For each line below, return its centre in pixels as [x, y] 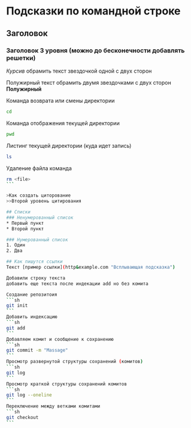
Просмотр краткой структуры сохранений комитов [67, 384]
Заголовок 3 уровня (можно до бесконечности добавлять [95, 50]
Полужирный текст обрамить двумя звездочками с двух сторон [89, 82]
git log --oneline [29, 395]
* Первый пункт [25, 223]
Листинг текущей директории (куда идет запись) [69, 145]
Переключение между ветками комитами [53, 406]
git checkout [22, 417]
